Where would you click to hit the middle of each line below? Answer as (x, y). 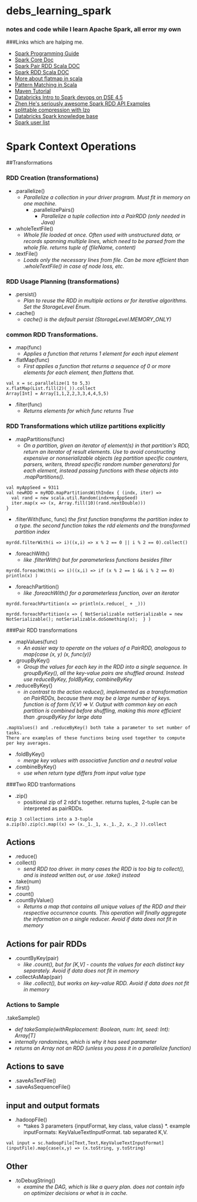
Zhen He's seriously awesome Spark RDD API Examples (83, 104)
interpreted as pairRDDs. (53, 808)
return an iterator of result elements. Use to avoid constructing (99, 451)
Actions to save (35, 1066)
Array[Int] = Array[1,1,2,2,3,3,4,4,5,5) (58, 394)
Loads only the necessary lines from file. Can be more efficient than (106, 260)
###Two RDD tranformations (41, 784)
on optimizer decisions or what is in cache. (76, 1193)
